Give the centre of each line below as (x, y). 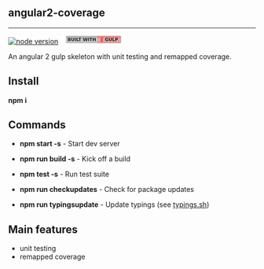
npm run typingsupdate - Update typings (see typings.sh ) (114, 205)
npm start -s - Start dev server (70, 144)
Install (24, 81)
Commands (37, 125)
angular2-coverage (57, 13)
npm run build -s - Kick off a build (75, 159)
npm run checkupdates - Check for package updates (107, 190)
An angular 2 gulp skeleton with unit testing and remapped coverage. (120, 56)
